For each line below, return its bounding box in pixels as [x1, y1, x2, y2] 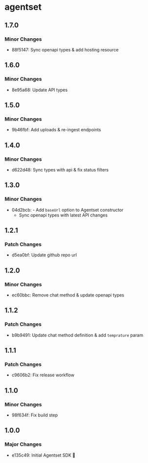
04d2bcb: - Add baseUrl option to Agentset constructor [11, 207, 124, 213]
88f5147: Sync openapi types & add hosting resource [11, 47, 119, 52]
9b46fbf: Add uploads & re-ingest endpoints [11, 127, 101, 133]
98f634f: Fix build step [11, 412, 58, 418]
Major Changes [4, 441, 42, 448]
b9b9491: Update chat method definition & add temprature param [11, 332, 144, 338]
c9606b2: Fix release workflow [11, 372, 75, 378]
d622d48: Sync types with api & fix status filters [11, 167, 109, 172]
